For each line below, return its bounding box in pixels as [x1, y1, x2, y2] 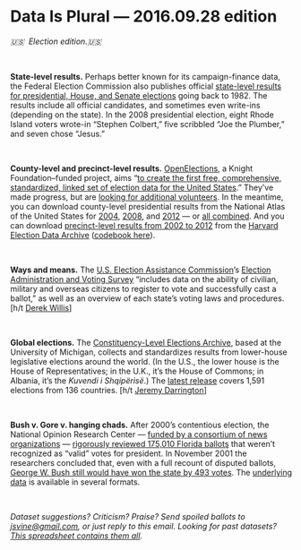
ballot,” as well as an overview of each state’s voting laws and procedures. [10, 293, 285, 304]
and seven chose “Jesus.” [10, 128, 106, 139]
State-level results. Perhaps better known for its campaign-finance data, [10, 71, 281, 82]
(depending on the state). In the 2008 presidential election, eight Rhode [10, 109, 274, 120]
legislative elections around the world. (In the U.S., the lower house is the [10, 356, 280, 366]
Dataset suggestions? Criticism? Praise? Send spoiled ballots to [10, 511, 245, 521]
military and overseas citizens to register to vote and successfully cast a [10, 283, 277, 294]
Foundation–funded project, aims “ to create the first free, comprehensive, [10, 172, 282, 183]
